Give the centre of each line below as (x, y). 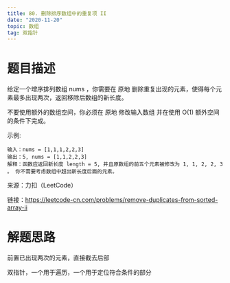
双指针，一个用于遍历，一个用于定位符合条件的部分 (79, 273)
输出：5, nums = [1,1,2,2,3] (47, 157)
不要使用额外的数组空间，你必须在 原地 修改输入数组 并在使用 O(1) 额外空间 (113, 112)
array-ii (17, 207)
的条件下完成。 (28, 121)
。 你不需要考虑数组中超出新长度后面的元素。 (62, 172)
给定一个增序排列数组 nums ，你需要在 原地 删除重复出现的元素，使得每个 (112, 89)
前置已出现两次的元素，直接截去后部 (58, 258)
